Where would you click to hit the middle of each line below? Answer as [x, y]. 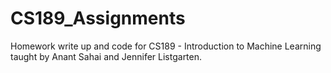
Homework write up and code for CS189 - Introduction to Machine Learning [166, 46]
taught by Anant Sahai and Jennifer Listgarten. [106, 56]
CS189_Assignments [98, 18]
